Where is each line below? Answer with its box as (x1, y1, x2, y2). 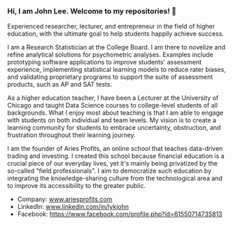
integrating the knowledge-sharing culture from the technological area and (7, 174, 223, 182)
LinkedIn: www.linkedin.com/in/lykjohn (17, 203, 129, 211)
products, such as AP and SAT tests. (7, 80, 113, 89)
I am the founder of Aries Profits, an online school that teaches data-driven (7, 145, 223, 153)
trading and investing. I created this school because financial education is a (7, 152, 225, 160)
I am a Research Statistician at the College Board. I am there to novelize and (7, 43, 226, 52)
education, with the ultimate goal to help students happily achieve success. (7, 29, 224, 38)
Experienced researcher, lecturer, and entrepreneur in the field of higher (7, 22, 216, 31)
